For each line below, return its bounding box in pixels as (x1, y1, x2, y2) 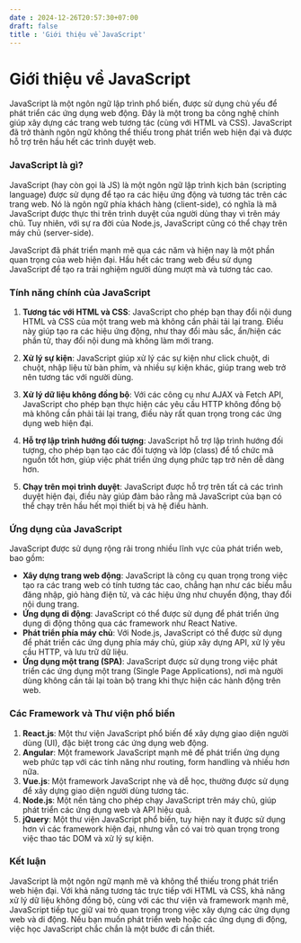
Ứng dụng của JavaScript (9, 522, 123, 535)
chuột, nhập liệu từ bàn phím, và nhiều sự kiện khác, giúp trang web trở (22, 361, 287, 373)
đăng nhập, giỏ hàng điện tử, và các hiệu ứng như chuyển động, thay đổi (22, 590, 292, 600)
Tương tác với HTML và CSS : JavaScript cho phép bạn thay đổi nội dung (22, 307, 292, 317)
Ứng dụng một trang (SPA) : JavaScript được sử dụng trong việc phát (22, 656, 279, 667)
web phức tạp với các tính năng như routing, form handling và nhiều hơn (22, 756, 290, 767)
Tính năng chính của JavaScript (9, 286, 151, 298)
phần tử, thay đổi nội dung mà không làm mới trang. (22, 334, 214, 346)
